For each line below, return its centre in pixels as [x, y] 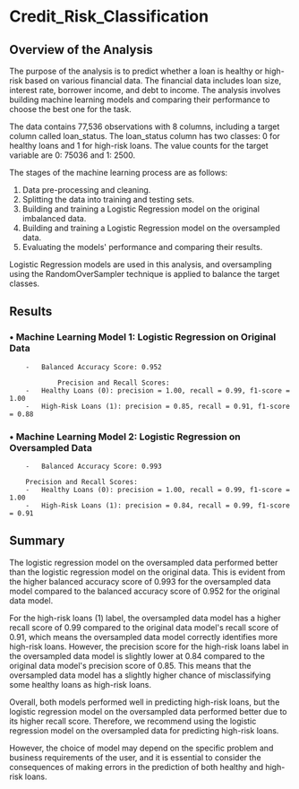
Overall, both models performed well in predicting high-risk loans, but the [145, 702]
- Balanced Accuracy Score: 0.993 [94, 466]
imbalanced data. [54, 218]
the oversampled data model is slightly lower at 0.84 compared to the [137, 655]
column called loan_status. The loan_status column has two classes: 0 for [145, 136]
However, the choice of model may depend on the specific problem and [141, 748]
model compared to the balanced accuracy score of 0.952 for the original [145, 591]
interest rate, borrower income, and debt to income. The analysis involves [145, 90]
